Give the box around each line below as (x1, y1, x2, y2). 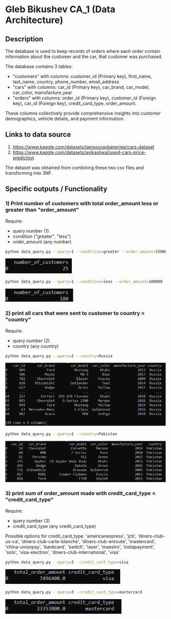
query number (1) (12, 228, 49, 234)
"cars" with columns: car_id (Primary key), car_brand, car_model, (12, 84, 150, 90)
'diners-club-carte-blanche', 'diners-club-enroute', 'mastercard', (21, 538, 156, 544)
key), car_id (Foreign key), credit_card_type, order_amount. (12, 100, 136, 106)
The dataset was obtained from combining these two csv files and (5, 164, 144, 171)
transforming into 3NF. (5, 170, 52, 176)
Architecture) (5, 14, 64, 26)
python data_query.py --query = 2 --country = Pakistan (5, 432, 117, 437)
